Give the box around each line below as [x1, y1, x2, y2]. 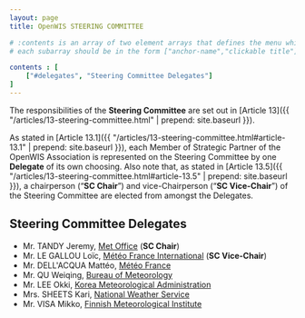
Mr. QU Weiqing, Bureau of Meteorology [22, 269, 173, 280]
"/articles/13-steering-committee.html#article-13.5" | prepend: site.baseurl [9, 170, 288, 182]
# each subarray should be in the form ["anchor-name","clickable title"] [9, 46, 299, 55]
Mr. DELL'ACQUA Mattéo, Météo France [22, 260, 172, 271]
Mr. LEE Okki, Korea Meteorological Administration [22, 279, 212, 290]
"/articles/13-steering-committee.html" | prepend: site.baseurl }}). [9, 114, 256, 125]
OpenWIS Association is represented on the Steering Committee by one [9, 151, 277, 162]
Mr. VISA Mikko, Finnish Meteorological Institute [22, 298, 202, 309]
